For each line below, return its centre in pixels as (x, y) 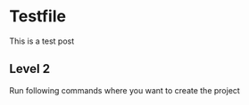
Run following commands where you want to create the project (125, 90)
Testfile (38, 16)
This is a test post (41, 41)
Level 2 (30, 69)
